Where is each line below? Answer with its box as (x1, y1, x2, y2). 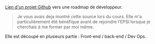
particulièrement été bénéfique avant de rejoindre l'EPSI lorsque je (17, 19, 151, 24)
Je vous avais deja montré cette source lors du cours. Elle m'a (17, 14, 142, 19)
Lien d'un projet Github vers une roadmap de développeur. (5, 4, 123, 10)
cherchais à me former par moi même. (17, 24, 94, 30)
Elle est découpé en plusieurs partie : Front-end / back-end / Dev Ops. (5, 34, 146, 39)
